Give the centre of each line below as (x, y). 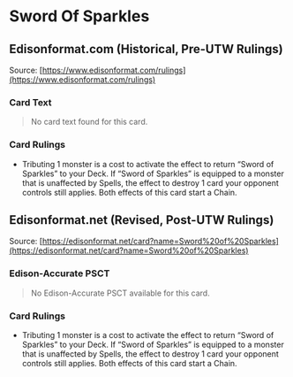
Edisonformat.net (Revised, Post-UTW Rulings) (142, 220)
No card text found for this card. (89, 122)
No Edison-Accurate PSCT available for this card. (120, 293)
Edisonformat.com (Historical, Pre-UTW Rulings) (146, 49)
